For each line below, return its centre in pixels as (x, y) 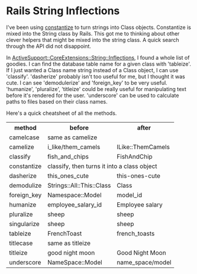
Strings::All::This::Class (79, 185)
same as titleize (69, 243)
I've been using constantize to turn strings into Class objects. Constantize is (98, 27)
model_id (130, 195)
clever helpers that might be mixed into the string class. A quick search (93, 40)
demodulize (25, 185)
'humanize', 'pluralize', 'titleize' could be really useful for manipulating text (96, 89)
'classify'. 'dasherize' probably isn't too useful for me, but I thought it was (96, 76)
